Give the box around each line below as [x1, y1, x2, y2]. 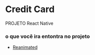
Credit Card [5, 4, 55, 15]
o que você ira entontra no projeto [5, 33, 90, 40]
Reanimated [12, 44, 38, 50]
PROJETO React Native [5, 20, 54, 26]
